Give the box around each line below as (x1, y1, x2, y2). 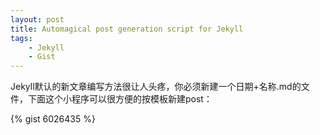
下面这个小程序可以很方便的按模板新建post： (27, 93, 213, 105)
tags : (10, 33, 33, 43)
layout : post (10, 14, 65, 25)
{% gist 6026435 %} (10, 113, 96, 125)
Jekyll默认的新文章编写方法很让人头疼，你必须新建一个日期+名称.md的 (10, 81, 302, 93)
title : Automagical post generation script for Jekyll (10, 24, 244, 34)
